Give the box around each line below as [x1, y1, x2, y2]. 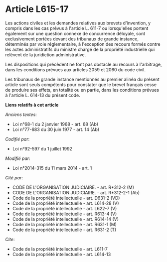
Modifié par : [5, 155, 31, 161]
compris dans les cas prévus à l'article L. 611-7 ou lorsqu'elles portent [5, 25, 149, 31]
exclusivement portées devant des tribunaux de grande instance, [5, 36, 139, 42]
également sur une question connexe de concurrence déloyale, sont [5, 30, 146, 36]
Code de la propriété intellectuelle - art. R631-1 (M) [12, 221, 117, 227]
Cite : [5, 236, 15, 242]
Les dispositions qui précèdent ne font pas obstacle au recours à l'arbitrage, [5, 61, 162, 67]
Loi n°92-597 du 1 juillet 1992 [12, 145, 72, 151]
